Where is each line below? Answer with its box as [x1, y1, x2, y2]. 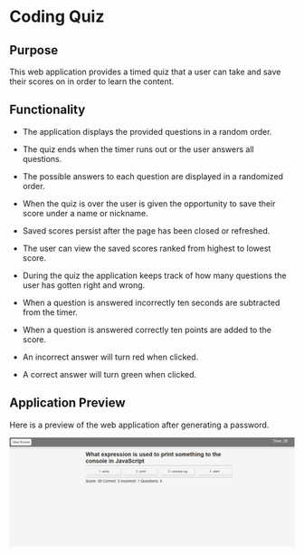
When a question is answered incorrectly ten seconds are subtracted [22, 297, 280, 308]
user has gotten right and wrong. [22, 279, 146, 291]
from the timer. [22, 306, 79, 318]
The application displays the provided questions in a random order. [22, 126, 272, 137]
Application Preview [9, 396, 126, 411]
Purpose [9, 43, 59, 58]
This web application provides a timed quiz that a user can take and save [9, 66, 281, 77]
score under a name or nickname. [22, 207, 149, 218]
